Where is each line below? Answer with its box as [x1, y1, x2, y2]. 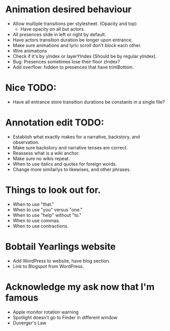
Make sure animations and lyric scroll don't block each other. [12, 42, 142, 48]
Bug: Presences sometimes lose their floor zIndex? [12, 58, 120, 64]
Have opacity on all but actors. [20, 26, 86, 32]
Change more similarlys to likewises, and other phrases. [12, 166, 131, 172]
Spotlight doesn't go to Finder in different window [12, 314, 118, 320]
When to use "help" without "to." [12, 212, 82, 218]
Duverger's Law [12, 320, 47, 326]
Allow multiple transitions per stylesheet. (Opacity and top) [12, 20, 137, 27]
